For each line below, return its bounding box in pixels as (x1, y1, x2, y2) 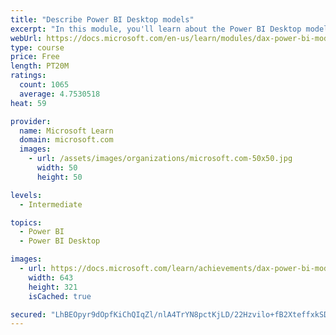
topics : (10, 217, 43, 228)
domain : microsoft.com (19, 135, 114, 145)
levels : (10, 190, 43, 200)
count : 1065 (19, 80, 70, 90)
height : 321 (28, 282, 78, 292)
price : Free (10, 52, 60, 62)
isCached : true (28, 291, 92, 301)
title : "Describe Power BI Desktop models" (10, 14, 195, 25)
